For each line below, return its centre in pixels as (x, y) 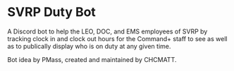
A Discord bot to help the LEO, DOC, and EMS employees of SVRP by (107, 31)
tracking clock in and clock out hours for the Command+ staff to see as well (117, 38)
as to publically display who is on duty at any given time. (89, 46)
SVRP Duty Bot (52, 12)
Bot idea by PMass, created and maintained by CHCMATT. (92, 59)
